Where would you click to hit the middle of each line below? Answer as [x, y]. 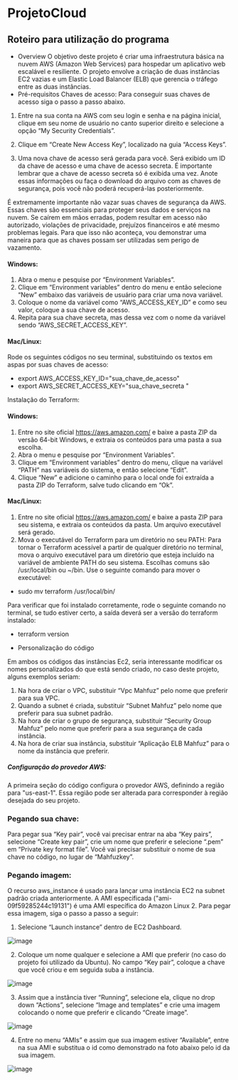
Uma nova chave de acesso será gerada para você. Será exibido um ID [121, 158]
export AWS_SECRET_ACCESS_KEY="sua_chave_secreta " [103, 386]
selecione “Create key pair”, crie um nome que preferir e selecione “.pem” [115, 842]
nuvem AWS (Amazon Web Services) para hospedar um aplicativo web [121, 64]
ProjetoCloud [47, 13]
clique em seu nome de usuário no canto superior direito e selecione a [121, 123]
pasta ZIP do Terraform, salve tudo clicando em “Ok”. [96, 485]
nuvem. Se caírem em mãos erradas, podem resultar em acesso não [107, 217]
